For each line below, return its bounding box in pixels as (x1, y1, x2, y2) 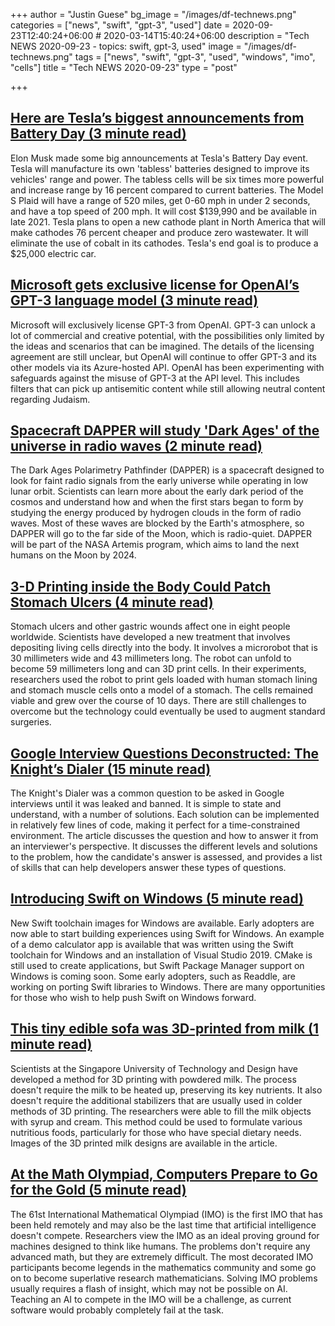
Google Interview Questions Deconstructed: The (10, 745, 320, 762)
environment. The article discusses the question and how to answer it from (10, 830, 319, 842)
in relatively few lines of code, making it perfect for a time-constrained (10, 819, 301, 831)
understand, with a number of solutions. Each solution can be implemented (10, 809, 320, 821)
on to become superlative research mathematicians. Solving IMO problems (10, 1272, 318, 1284)
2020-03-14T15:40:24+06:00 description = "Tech (103, 30, 310, 41)
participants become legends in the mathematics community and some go (10, 1261, 317, 1273)
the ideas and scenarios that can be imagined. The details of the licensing (10, 340, 315, 352)
